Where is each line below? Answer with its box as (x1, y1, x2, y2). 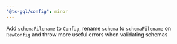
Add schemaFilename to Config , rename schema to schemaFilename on (6, 25, 172, 32)
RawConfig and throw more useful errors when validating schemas (6, 31, 168, 38)
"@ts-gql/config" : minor (6, 8, 68, 15)
